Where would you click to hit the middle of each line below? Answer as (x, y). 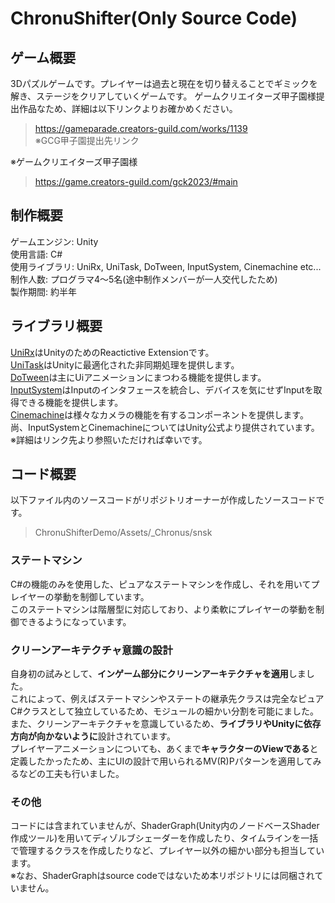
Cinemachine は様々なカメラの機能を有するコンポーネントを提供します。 (159, 414)
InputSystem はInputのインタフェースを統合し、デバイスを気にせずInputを (162, 389)
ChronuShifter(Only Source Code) (154, 18)
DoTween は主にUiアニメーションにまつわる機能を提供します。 (138, 377)
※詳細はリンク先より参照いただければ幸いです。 (109, 439)
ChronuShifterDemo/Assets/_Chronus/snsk (123, 533)
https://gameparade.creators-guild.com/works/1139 (141, 128)
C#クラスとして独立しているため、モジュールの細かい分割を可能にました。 (164, 711)
